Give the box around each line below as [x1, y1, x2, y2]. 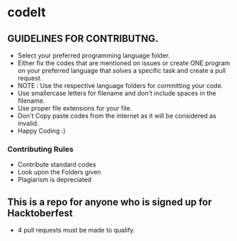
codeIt [7, 4, 46, 21]
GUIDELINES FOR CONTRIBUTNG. [7, 33, 158, 45]
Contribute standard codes [17, 160, 97, 169]
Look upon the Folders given [17, 168, 101, 176]
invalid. [17, 119, 39, 128]
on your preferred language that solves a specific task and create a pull [17, 67, 226, 74]
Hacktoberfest [7, 207, 73, 219]
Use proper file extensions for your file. [17, 104, 132, 112]
